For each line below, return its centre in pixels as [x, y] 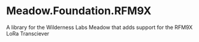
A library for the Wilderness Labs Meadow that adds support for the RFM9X [99, 27]
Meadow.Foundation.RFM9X [79, 11]
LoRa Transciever [28, 33]
